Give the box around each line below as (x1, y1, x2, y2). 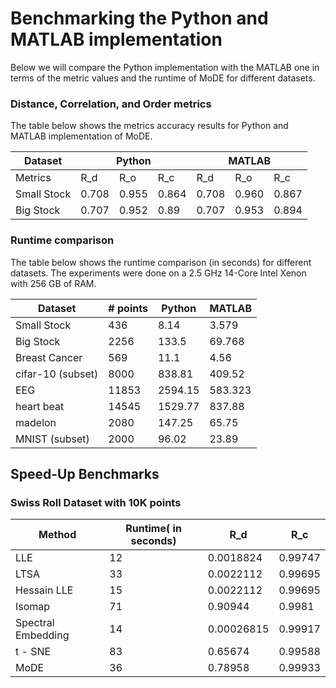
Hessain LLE (15, 583, 74, 597)
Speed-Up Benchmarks (10, 465, 160, 482)
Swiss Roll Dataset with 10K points (10, 495, 182, 509)
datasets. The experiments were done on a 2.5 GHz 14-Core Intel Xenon (10, 267, 307, 279)
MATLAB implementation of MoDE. (10, 130, 153, 142)
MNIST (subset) (15, 432, 90, 446)
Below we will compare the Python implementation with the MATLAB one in (10, 61, 320, 73)
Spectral (15, 616, 55, 630)
